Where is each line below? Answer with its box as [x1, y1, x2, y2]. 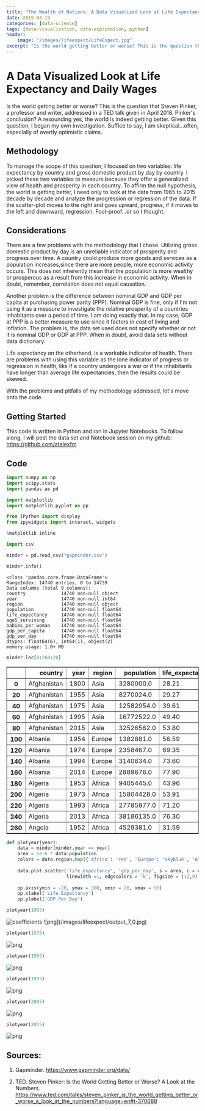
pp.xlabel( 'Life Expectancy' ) [17, 891, 95, 897]
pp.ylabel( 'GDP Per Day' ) [17, 896, 84, 902]
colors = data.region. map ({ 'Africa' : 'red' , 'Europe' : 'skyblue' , [17, 856, 190, 863]
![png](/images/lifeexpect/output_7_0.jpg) [43, 918, 148, 925]
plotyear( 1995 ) [6, 975, 45, 982]
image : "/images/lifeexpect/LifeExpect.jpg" [17, 37, 132, 43]
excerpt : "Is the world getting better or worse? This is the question [6, 43, 192, 49]
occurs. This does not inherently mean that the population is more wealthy [6, 267, 193, 275]
